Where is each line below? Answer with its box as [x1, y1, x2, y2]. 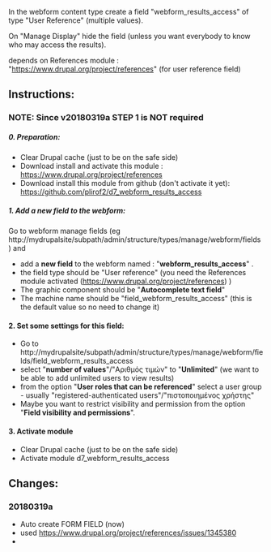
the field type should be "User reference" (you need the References [19, 268, 247, 278]
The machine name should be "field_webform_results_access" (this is [19, 294, 252, 304]
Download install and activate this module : [19, 162, 163, 171]
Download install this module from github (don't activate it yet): [19, 179, 231, 188]
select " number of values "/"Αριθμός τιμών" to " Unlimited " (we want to [19, 364, 260, 374]
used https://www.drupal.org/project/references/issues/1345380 [19, 528, 237, 538]
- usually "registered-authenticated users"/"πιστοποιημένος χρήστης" [19, 390, 255, 400]
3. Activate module [8, 426, 74, 437]
